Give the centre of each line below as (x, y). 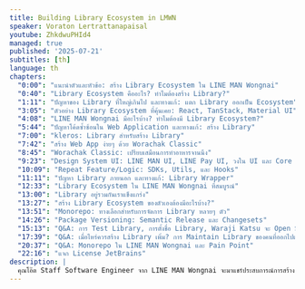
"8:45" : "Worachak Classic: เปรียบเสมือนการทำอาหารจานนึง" (115, 152)
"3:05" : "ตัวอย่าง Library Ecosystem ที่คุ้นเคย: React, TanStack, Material (149, 111)
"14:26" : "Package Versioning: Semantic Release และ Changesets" (143, 220)
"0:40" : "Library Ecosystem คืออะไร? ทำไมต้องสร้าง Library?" (124, 93)
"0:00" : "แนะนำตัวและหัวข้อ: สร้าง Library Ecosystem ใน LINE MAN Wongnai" (148, 85)
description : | (38, 262)
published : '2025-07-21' (56, 52)
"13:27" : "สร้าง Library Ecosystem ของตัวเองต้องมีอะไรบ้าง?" (116, 203)
